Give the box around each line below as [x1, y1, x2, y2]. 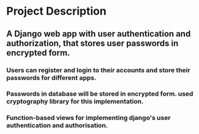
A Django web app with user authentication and [6, 29, 191, 39]
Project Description [6, 4, 107, 18]
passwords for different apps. [6, 73, 96, 82]
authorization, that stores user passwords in [6, 38, 179, 48]
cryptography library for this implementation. [6, 97, 144, 106]
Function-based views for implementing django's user [6, 114, 171, 122]
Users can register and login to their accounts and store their [6, 66, 190, 74]
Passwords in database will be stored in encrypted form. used [6, 90, 194, 98]
